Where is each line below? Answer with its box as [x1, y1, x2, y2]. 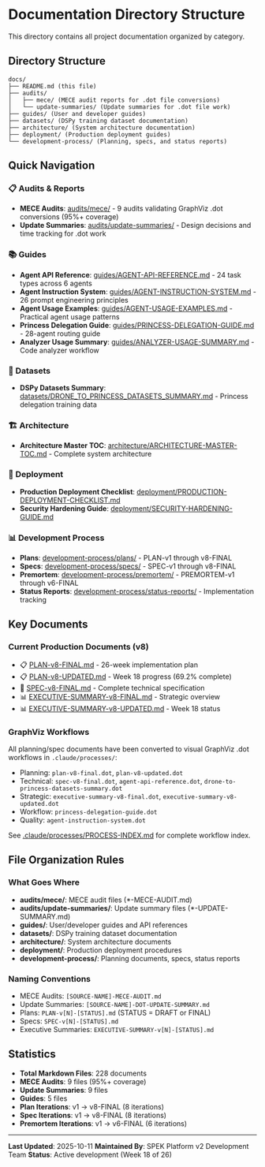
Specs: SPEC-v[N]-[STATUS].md [19, 1016, 119, 1026]
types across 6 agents [19, 278, 92, 288]
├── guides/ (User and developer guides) [8, 110, 147, 117]
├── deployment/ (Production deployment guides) [8, 130, 171, 139]
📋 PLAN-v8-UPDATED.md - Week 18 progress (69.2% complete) [19, 672, 233, 681]
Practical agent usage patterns [19, 311, 120, 321]
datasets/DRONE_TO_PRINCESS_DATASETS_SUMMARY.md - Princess [19, 392, 248, 401]
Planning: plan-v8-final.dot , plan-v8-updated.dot [19, 767, 184, 777]
